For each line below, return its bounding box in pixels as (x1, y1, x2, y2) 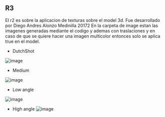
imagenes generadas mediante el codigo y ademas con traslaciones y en (5, 27, 156, 34)
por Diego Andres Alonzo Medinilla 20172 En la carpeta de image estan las (5, 22, 159, 28)
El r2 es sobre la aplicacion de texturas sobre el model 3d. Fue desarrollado (5, 17, 161, 23)
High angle (12, 106, 35, 112)
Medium (12, 67, 30, 73)
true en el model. (5, 38, 40, 44)
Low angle (12, 87, 34, 93)
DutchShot (12, 48, 35, 54)
